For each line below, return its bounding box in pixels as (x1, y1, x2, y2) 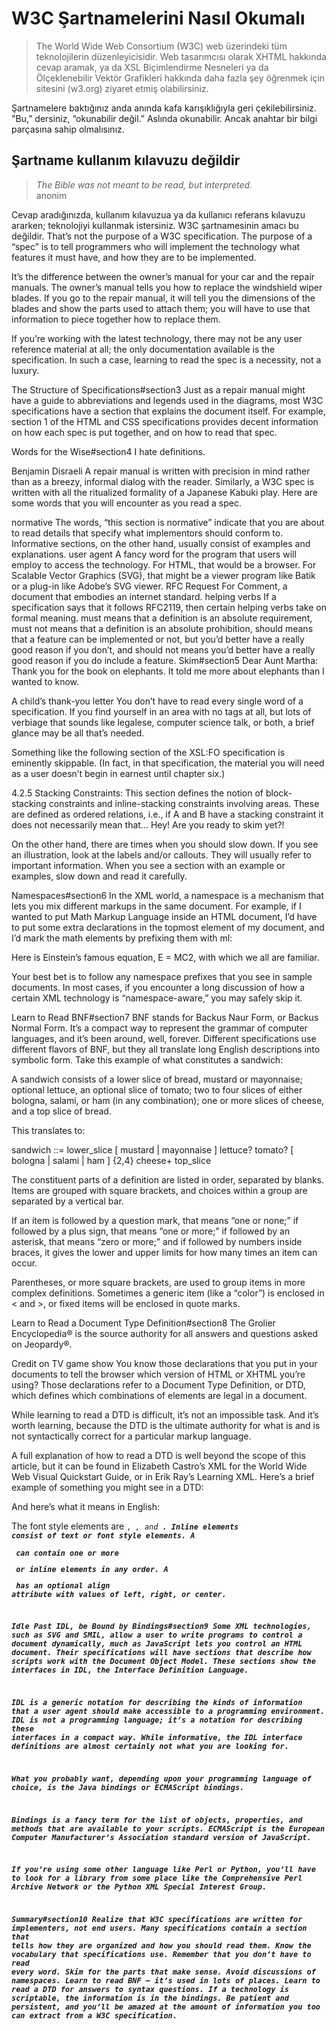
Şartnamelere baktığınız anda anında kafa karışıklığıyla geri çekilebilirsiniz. (11, 102, 317, 114)
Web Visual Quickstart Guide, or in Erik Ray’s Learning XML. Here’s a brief (11, 1470, 315, 1482)
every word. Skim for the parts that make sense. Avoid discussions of (11, 1967, 316, 1977)
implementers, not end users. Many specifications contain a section (11, 1923, 308, 1934)
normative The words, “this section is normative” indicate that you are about (11, 516, 325, 528)
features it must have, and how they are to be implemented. (11, 251, 257, 263)
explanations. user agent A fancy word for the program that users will (11, 548, 297, 560)
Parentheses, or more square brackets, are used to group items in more (11, 1276, 306, 1288)
